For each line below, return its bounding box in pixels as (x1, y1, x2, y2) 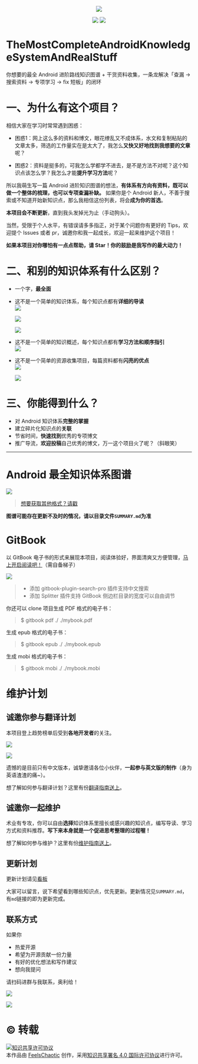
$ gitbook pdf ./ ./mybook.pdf (20, 617, 93, 624)
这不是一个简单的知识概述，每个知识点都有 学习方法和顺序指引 (14, 338, 165, 345)
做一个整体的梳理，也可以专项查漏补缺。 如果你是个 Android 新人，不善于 (6, 189, 184, 196)
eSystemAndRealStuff (6, 51, 118, 64)
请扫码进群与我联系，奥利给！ (6, 978, 78, 985)
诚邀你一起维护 (6, 803, 61, 813)
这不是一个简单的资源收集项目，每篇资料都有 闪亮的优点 (14, 356, 149, 364)
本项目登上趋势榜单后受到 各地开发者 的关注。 (6, 729, 115, 736)
